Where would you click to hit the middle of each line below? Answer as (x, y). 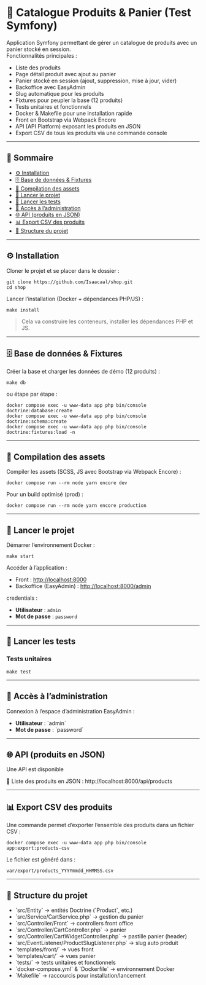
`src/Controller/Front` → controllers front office (74, 923)
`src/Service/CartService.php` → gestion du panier (79, 916)
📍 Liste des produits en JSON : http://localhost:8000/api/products (90, 781)
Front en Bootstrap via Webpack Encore (66, 120)
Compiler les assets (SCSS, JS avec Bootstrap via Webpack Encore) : (94, 472)
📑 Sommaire (30, 158)
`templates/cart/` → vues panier (55, 956)
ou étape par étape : (32, 394)
